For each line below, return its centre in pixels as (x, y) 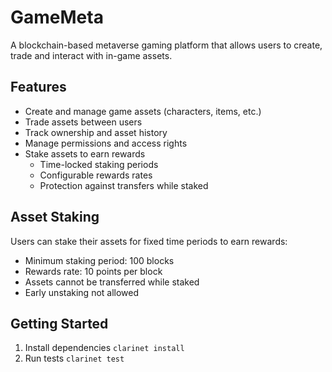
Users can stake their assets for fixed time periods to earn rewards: (149, 241)
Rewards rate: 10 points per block (93, 271)
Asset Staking (55, 217)
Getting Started (59, 323)
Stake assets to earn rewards (85, 153)
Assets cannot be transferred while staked (112, 282)
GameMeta (57, 17)
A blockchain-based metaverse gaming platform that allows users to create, (166, 45)
